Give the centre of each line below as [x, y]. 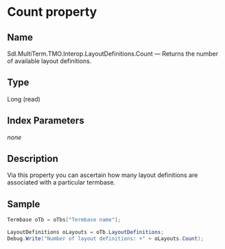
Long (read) [24, 99]
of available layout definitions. [49, 61]
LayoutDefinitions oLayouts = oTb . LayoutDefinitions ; [86, 233]
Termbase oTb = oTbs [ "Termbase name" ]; [64, 220]
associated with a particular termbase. [61, 182]
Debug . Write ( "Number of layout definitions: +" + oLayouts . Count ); [106, 239]
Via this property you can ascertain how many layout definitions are [103, 175]
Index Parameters [46, 121]
